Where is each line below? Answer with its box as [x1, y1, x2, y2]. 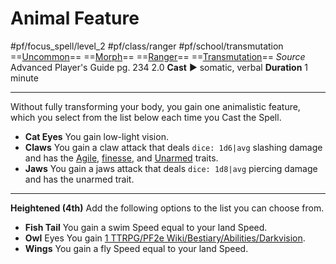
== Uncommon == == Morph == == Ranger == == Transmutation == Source [10, 50, 306, 62]
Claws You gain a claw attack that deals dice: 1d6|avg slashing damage [24, 141, 323, 153]
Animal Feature [10, 7, 140, 30]
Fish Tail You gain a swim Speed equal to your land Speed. [24, 221, 268, 233]
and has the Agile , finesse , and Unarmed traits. [24, 152, 219, 164]
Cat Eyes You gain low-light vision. [24, 130, 169, 142]
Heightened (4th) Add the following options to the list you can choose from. [10, 202, 325, 214]
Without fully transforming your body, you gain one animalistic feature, [10, 100, 301, 112]
